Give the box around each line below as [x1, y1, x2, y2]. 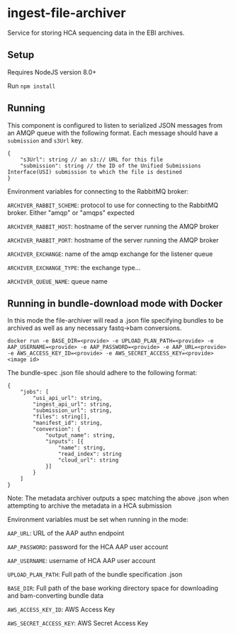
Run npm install [7, 82, 56, 90]
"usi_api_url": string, [33, 395, 103, 402]
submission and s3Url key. [7, 136, 84, 145]
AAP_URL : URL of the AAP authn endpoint [7, 529, 125, 538]
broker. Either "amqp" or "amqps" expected [7, 208, 135, 217]
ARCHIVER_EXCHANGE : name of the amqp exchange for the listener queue [7, 250, 213, 258]
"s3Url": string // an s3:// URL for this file [20, 156, 163, 163]
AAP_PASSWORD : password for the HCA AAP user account [7, 543, 169, 551]
